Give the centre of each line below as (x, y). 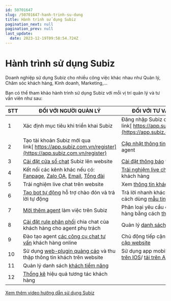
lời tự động (36, 199)
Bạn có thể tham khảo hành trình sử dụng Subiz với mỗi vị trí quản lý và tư (83, 93)
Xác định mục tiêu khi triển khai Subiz (68, 126)
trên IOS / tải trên (141, 257)
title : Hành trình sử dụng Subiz (41, 19)
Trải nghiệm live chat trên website (63, 184)
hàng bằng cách (141, 213)
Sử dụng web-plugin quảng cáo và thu (69, 251)
